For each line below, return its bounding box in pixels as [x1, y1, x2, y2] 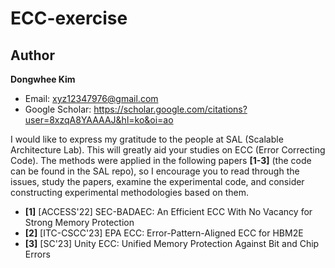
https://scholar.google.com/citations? [93, 103, 248, 115]
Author [10, 47, 55, 64]
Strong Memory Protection [24, 217, 135, 228]
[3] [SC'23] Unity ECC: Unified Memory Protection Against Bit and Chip [24, 238, 320, 249]
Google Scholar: [24, 103, 92, 115]
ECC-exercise [10, 7, 128, 30]
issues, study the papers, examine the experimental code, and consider [10, 176, 305, 187]
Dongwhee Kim [10, 73, 76, 85]
